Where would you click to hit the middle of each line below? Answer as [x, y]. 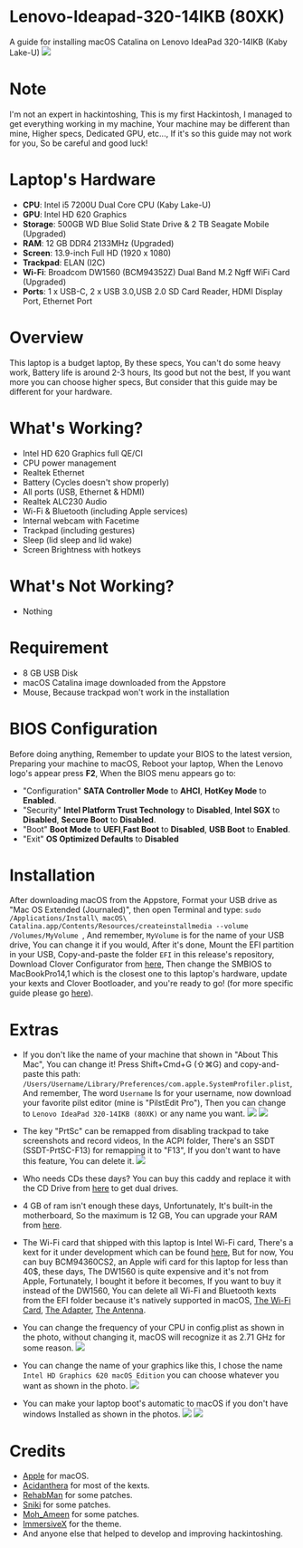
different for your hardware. [61, 391]
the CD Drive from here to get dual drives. [100, 1188]
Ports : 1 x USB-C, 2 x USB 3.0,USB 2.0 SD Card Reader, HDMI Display [152, 291]
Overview [47, 338]
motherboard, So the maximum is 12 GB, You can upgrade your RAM [150, 1216]
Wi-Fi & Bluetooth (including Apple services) [105, 511]
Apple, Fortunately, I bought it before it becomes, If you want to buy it [152, 1281]
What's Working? [76, 428]
